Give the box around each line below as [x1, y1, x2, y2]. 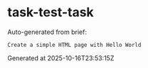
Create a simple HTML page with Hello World [7, 41, 142, 48]
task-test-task [7, 4, 94, 21]
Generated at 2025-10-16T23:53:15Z [7, 54, 115, 62]
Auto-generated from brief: [7, 28, 88, 36]
